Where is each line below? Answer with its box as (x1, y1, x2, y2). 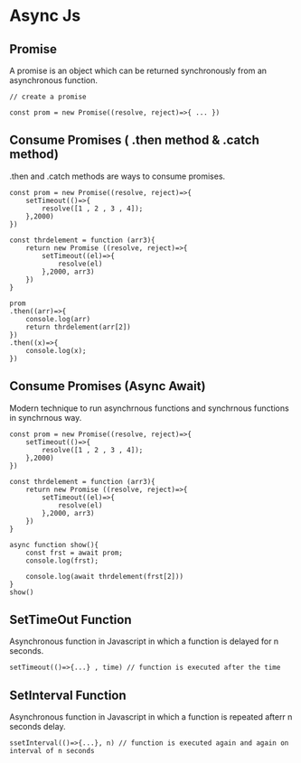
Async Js (9, 5, 81, 26)
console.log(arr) (25, 314, 91, 323)
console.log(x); (25, 346, 88, 355)
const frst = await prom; (25, 548, 124, 557)
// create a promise (9, 92, 88, 101)
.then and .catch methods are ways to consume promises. (9, 171, 226, 181)
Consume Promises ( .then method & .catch (9, 133, 259, 148)
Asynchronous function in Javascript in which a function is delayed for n (9, 636, 279, 647)
